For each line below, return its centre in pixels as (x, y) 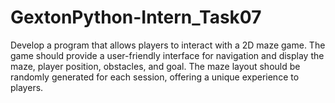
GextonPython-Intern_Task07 (136, 17)
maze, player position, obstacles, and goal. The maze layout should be (155, 66)
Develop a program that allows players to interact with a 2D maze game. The (168, 45)
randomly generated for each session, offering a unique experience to (155, 77)
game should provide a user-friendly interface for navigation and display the (167, 55)
